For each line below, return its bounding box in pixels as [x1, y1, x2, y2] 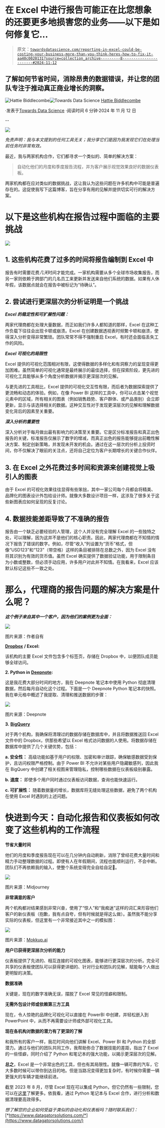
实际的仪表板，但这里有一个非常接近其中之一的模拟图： [5, 917, 117, 923]
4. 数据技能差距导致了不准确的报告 [5, 514, 109, 523]
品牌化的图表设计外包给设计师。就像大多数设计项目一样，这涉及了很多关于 [5, 493, 155, 499]
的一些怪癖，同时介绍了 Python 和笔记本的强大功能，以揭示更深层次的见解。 [5, 1051, 159, 1057]
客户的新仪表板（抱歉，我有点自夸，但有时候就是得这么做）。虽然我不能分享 [5, 911, 158, 917]
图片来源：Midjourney [5, 884, 50, 890]
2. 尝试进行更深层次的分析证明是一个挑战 [5, 297, 129, 306]
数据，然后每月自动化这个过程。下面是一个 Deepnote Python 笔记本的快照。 [5, 685, 159, 691]
